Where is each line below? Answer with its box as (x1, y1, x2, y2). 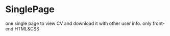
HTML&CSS (14, 25, 40, 31)
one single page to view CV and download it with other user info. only (5, 20, 152, 26)
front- (152, 20, 165, 26)
